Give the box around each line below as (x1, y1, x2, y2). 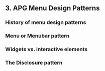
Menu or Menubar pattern (5, 32, 69, 39)
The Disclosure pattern (5, 59, 63, 66)
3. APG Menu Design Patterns (5, 4, 100, 12)
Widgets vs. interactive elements (5, 46, 88, 53)
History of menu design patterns (5, 19, 86, 26)
